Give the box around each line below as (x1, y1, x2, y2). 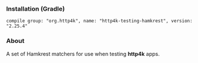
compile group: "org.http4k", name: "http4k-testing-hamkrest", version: (6, 18, 193, 24)
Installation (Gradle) (6, 5, 65, 13)
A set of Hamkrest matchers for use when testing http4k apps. (6, 50, 160, 57)
